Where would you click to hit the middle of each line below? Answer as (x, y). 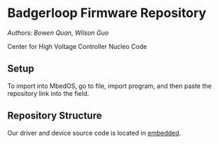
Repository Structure (55, 116)
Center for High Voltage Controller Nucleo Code (77, 46)
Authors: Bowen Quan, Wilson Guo (58, 33)
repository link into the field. (48, 93)
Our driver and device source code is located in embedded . (94, 133)
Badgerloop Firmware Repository (107, 13)
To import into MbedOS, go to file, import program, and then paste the (109, 86)
